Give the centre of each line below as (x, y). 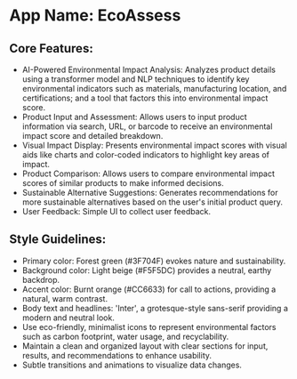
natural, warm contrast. (65, 298)
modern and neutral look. (68, 318)
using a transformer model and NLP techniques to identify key (136, 79)
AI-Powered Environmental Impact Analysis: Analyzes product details (149, 69)
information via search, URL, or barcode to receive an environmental (147, 126)
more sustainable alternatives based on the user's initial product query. (152, 202)
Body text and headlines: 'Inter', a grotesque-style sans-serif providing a (155, 308)
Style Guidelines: (58, 240)
